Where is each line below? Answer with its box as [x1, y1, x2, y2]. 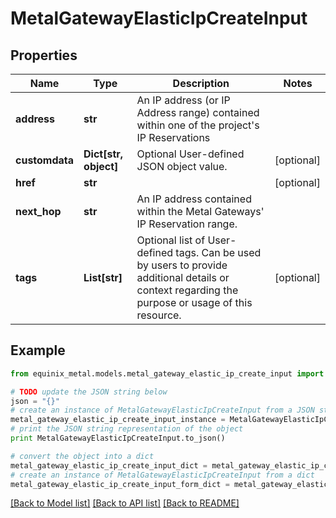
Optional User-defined [136, 147, 245, 161]
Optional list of [136, 233, 206, 247]
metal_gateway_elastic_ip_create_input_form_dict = [10, 479, 230, 489]
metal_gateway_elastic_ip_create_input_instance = [10, 415, 226, 425]
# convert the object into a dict [10, 451, 155, 461]
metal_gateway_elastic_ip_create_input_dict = [10, 460, 208, 471]
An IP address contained [136, 192, 252, 206]
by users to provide [136, 258, 228, 272]
